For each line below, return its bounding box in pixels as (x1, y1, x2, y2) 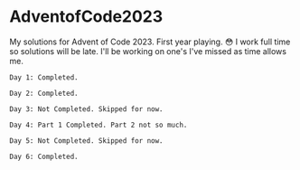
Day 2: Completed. (9, 89, 79, 98)
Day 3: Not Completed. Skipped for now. (9, 104, 164, 114)
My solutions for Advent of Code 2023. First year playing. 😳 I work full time (9, 36, 291, 47)
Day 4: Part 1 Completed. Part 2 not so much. (9, 120, 188, 129)
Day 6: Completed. (9, 152, 79, 161)
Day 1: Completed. (9, 72, 79, 82)
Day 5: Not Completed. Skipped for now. (9, 136, 164, 146)
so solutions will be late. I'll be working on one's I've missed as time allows (9, 45, 287, 56)
